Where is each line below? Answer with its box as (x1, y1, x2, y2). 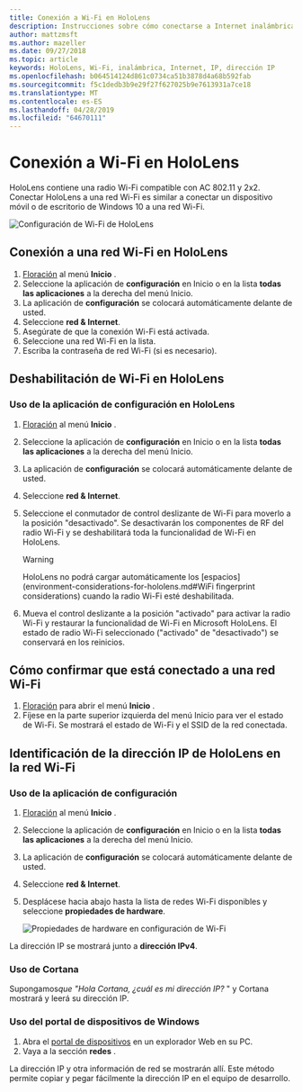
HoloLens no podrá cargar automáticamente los (22, 571, 200, 582)
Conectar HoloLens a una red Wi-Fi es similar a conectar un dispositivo (9, 192, 273, 203)
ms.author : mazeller (9, 38, 87, 48)
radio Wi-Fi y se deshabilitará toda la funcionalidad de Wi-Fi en (22, 527, 256, 537)
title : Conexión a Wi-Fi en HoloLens (9, 13, 151, 23)
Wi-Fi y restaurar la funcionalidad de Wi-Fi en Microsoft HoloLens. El (22, 618, 277, 628)
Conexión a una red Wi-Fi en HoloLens (9, 245, 228, 260)
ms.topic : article (9, 55, 78, 64)
